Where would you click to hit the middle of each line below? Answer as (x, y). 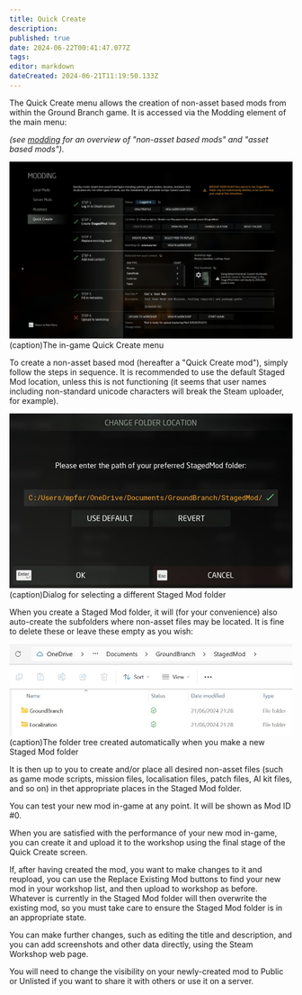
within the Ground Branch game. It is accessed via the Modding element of (148, 112)
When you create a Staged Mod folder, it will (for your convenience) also (143, 612)
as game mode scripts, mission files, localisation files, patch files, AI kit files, (151, 779)
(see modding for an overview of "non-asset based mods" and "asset (139, 139)
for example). (34, 401)
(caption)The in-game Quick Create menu (87, 345)
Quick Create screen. (49, 852)
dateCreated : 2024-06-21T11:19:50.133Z (84, 77)
